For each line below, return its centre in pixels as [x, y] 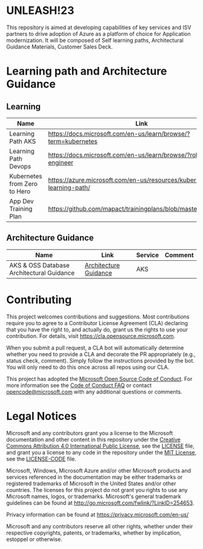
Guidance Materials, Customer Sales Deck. [60, 47]
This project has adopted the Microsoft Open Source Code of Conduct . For [99, 379]
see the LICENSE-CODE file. [41, 459]
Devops [20, 166]
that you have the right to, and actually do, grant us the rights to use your [97, 329]
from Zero [24, 184]
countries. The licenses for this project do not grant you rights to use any [97, 490]
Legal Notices [41, 416]
